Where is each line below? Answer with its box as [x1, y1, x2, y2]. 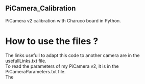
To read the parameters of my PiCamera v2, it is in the [5, 63, 119, 69]
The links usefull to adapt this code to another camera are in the [5, 52, 140, 58]
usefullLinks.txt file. [5, 58, 46, 64]
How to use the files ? [5, 36, 99, 47]
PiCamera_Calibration [5, 4, 76, 13]
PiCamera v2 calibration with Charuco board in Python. [5, 17, 121, 23]
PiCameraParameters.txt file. [5, 68, 66, 74]
